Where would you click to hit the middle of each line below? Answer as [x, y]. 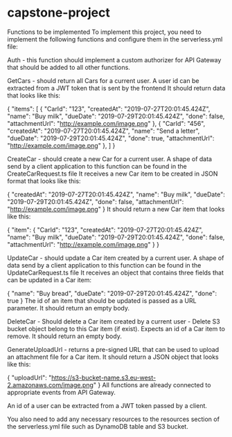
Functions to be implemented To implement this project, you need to [105, 32]
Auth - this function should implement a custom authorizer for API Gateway [114, 59]
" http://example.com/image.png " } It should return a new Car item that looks [116, 209]
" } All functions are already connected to [152, 384]
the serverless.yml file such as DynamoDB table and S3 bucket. [98, 426]
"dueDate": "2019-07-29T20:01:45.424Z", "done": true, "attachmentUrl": [111, 138]
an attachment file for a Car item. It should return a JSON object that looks [113, 357]
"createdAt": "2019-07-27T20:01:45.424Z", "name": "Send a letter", [104, 131]
